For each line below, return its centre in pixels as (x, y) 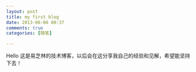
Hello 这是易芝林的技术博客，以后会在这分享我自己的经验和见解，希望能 (93, 56)
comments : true (25, 28)
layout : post (22, 11)
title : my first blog (33, 17)
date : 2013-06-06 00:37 (35, 22)
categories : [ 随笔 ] (29, 33)
